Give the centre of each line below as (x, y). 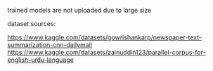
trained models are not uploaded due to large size (79, 10)
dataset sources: (32, 24)
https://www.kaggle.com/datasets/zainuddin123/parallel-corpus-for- (106, 52)
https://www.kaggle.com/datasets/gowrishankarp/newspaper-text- (105, 37)
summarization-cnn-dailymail (50, 45)
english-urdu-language (40, 60)
